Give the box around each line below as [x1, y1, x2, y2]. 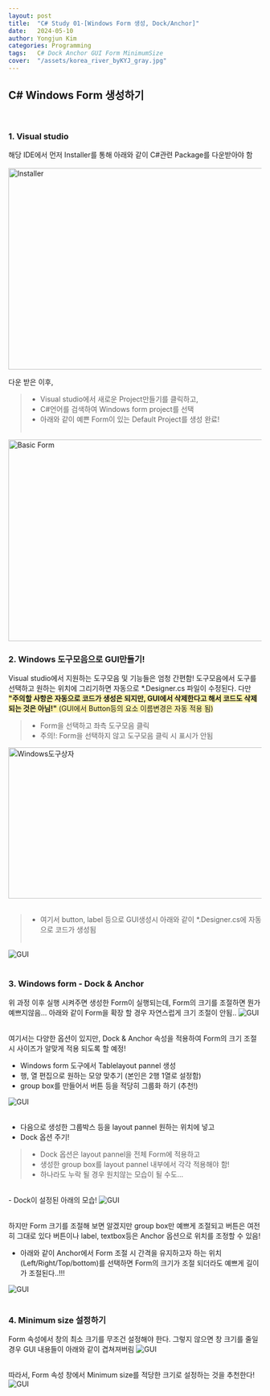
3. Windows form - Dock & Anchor [8, 978, 145, 990]
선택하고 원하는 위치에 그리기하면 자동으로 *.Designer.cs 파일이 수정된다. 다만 [8, 683, 252, 693]
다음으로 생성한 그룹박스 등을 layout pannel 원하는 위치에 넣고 [19, 1122, 215, 1132]
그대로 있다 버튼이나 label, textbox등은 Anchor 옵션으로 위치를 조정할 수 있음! [16, 1231, 261, 1240]
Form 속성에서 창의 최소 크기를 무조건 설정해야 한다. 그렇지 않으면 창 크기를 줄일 [8, 1334, 259, 1344]
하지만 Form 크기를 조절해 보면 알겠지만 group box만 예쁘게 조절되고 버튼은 [8, 1220, 246, 1230]
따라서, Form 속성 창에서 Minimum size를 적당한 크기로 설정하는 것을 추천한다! [8, 1369, 256, 1379]
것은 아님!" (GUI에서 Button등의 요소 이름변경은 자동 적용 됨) [22, 704, 214, 713]
